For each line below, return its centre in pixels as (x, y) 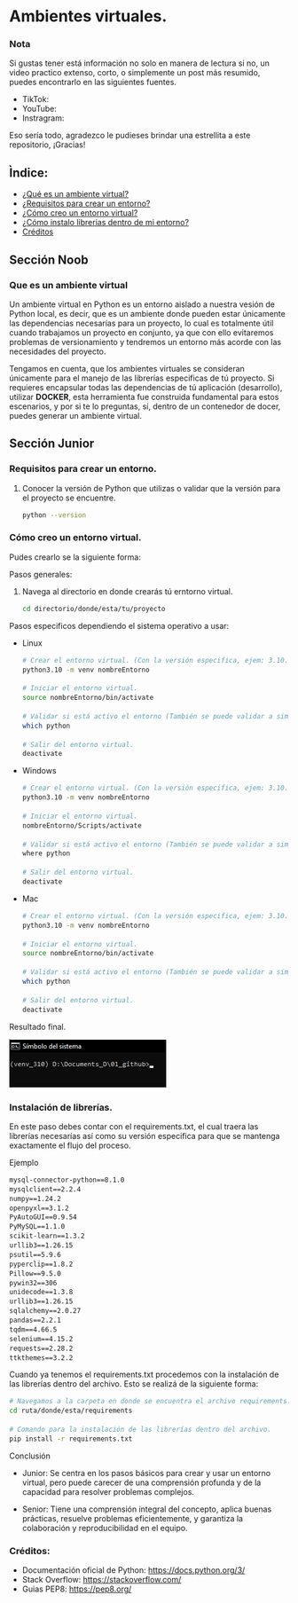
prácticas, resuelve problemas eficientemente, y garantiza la (133, 1518)
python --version (54, 515)
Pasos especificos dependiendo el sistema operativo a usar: (119, 625)
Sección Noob (49, 259)
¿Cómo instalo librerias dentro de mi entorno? (105, 223)
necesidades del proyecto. (58, 351)
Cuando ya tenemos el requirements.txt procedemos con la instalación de (144, 1375)
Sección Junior (52, 444)
